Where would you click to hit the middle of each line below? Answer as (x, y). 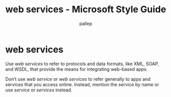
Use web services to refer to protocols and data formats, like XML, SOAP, (82, 64)
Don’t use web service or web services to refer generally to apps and (78, 79)
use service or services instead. (39, 90)
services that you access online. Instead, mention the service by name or (82, 84)
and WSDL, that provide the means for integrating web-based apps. (77, 69)
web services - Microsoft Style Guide (86, 9)
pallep (86, 23)
